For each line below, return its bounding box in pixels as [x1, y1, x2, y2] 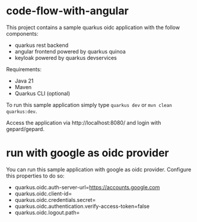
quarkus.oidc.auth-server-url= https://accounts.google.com [14, 183, 160, 191]
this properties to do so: [6, 172, 65, 179]
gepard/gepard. [6, 125, 45, 132]
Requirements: [6, 65, 42, 72]
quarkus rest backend [14, 42, 69, 49]
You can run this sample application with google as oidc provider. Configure [6, 166, 192, 173]
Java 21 [14, 77, 34, 84]
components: [6, 30, 39, 37]
